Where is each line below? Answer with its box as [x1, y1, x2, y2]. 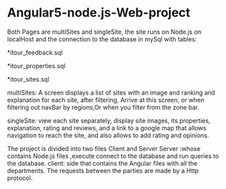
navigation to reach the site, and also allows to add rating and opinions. [7, 131, 209, 139]
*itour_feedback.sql [7, 48, 63, 57]
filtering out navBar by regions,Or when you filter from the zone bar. [7, 103, 200, 111]
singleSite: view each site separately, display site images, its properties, [7, 116, 211, 125]
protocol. [7, 174, 33, 182]
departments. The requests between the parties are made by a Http [7, 166, 199, 175]
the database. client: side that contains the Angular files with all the [7, 159, 198, 167]
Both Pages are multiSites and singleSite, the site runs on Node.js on [7, 28, 202, 36]
